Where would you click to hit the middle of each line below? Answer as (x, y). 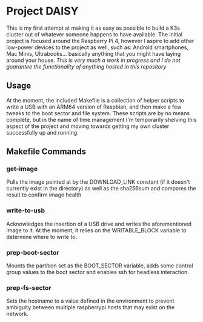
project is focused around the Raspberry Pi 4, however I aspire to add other (100, 41)
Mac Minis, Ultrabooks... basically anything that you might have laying (94, 53)
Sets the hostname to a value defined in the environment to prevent (90, 301)
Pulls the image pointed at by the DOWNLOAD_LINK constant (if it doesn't (98, 182)
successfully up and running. (42, 132)
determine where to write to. (42, 236)
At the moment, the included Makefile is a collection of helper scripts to (95, 100)
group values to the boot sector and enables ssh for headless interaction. (98, 272)
